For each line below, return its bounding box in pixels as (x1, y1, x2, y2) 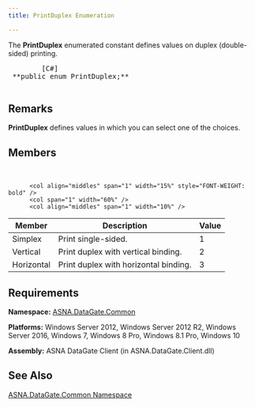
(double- (218, 40, 247, 50)
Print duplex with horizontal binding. (58, 259, 192, 270)
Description (102, 220, 148, 232)
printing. (30, 48, 58, 58)
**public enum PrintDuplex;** (12, 72, 129, 81)
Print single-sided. (58, 234, 128, 245)
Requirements (8, 286, 79, 300)
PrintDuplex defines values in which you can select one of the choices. (8, 123, 241, 133)
